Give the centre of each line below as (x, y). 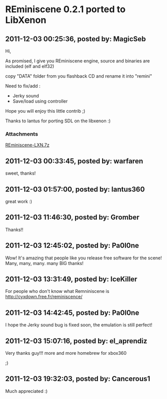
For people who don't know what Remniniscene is (57, 291)
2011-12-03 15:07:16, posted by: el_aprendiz (76, 341)
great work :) (19, 201)
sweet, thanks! (21, 173)
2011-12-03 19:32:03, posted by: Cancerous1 (78, 379)
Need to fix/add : (23, 86)
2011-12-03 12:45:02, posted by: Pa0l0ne (72, 245)
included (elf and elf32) (30, 66)
